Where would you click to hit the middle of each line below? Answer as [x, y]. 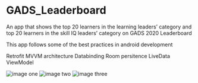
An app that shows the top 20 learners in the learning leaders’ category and [99, 27]
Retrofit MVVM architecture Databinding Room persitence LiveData [88, 56]
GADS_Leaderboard [56, 10]
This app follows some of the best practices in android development [89, 44]
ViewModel [20, 62]
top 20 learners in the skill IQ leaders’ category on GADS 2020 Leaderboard [99, 33]
